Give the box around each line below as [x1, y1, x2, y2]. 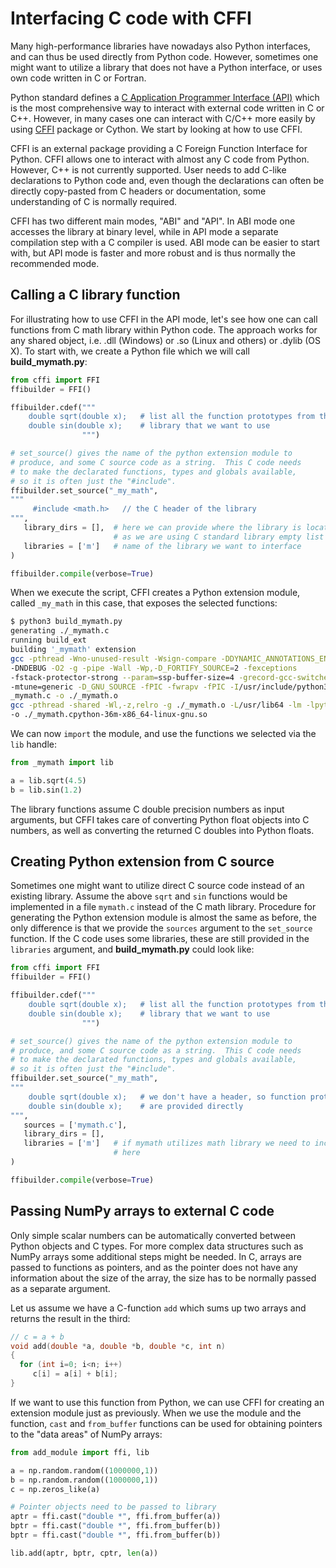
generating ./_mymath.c [10, 626, 110, 636]
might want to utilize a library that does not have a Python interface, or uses [10, 61, 323, 73]
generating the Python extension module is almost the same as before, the [10, 912, 317, 924]
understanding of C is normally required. [10, 195, 178, 207]
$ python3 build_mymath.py [10, 617, 123, 627]
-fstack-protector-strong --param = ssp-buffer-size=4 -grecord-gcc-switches [10, 672, 333, 682]
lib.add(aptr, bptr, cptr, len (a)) [10, 1548, 159, 1558]
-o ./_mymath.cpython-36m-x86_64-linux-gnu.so [10, 710, 208, 720]
